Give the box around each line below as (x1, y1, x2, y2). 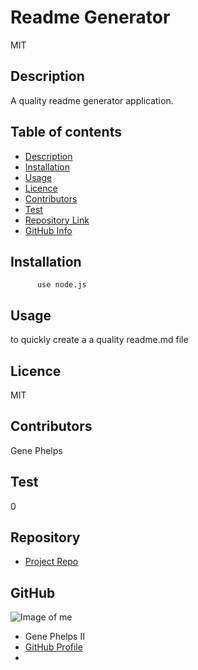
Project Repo (24, 556, 79, 568)
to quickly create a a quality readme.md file (10, 334, 189, 346)
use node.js (36, 280, 87, 290)
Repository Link (24, 214, 90, 226)
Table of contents (10, 124, 122, 141)
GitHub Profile (24, 641, 83, 653)
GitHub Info (24, 224, 73, 236)
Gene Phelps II (24, 631, 85, 643)
